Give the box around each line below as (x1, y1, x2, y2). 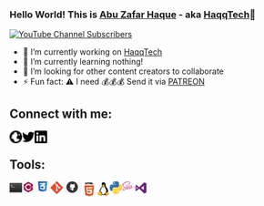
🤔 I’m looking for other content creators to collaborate (22, 66, 225, 77)
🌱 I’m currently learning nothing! (22, 57, 144, 67)
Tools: (9, 157, 46, 172)
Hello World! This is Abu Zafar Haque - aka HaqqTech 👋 (9, 8, 257, 21)
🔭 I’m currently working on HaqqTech (22, 46, 162, 57)
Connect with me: (9, 106, 113, 121)
